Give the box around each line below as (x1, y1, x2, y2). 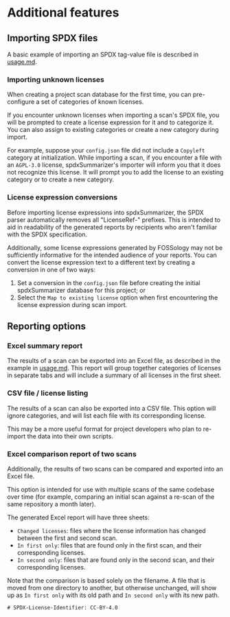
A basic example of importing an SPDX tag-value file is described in (7, 50, 199, 58)
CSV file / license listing (7, 388, 89, 398)
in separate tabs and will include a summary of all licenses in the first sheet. (7, 371, 222, 379)
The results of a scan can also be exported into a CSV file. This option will (7, 404, 216, 412)
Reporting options (7, 320, 87, 332)
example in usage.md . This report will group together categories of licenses (7, 364, 222, 372)
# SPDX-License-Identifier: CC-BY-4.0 (7, 604, 118, 611)
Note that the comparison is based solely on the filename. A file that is (7, 576, 206, 585)
